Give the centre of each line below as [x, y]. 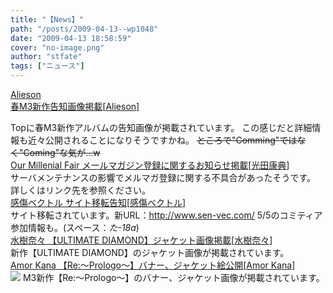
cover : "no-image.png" [57, 47]
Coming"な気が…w [62, 152]
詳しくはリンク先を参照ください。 [80, 190]
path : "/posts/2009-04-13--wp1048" [84, 29]
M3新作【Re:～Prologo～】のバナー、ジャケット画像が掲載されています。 [173, 277]
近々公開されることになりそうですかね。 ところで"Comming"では [162, 140]
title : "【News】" [47, 19]
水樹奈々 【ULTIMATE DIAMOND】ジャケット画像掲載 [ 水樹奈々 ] [141, 240]
